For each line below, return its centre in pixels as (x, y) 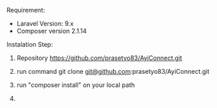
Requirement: (26, 10)
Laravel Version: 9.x (45, 23)
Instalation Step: (30, 44)
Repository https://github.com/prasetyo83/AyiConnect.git (99, 58)
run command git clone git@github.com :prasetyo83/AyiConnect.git (113, 71)
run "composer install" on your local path (76, 85)
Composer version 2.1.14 (52, 31)
